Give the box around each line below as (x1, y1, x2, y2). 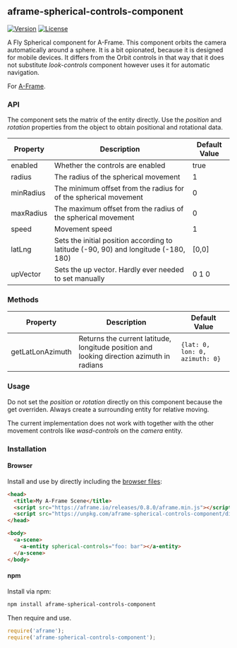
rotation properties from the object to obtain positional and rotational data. (7, 123, 224, 131)
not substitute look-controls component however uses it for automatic (7, 60, 210, 69)
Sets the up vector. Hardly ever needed (54, 265, 185, 275)
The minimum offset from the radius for (54, 184, 185, 194)
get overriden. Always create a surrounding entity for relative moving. (7, 405, 209, 413)
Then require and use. (7, 613, 72, 622)
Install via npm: (7, 587, 51, 596)
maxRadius (11, 208, 48, 218)
